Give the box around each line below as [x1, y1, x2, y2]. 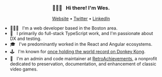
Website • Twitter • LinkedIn [52, 16, 110, 22]
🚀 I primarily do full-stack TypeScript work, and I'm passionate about [9, 31, 153, 37]
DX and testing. [9, 36, 42, 41]
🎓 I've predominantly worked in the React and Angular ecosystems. [9, 41, 153, 47]
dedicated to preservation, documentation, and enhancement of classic [9, 61, 157, 67]
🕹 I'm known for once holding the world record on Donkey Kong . [9, 49, 146, 55]
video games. [9, 66, 38, 72]
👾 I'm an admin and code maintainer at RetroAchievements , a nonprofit [9, 56, 158, 62]
